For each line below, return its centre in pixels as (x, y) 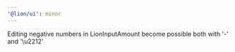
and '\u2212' (25, 41)
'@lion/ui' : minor (34, 14)
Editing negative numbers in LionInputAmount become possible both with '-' (118, 34)
